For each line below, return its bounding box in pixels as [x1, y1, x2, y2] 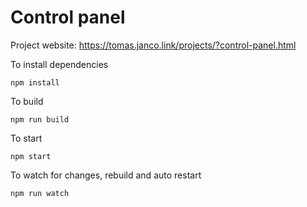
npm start [10, 151, 52, 161]
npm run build [10, 114, 70, 125]
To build [10, 95, 44, 107]
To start [10, 132, 43, 144]
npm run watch [10, 188, 70, 198]
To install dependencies [10, 58, 109, 70]
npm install [10, 77, 60, 88]
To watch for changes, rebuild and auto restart [10, 169, 202, 181]
